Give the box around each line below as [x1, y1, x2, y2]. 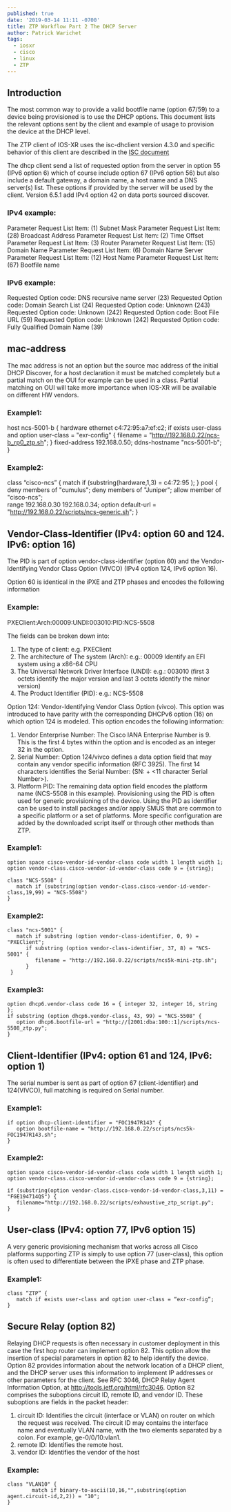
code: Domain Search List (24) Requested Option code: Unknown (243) [7, 301, 210, 310]
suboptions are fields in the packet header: [7, 1397, 129, 1406]
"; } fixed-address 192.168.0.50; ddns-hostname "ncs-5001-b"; [43, 438, 222, 446]
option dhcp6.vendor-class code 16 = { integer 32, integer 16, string [7, 1001, 217, 1008]
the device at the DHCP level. [7, 127, 91, 135]
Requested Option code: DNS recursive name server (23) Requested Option [7, 294, 223, 302]
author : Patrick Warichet [7, 29, 81, 37]
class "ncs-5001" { [7, 927, 63, 934]
